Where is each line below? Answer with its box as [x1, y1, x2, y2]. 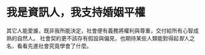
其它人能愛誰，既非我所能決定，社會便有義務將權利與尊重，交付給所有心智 [6, 27, 193, 34]
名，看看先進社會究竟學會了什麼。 [6, 42, 92, 50]
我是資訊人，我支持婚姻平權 [6, 5, 146, 20]
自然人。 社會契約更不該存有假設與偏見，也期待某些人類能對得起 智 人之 [16, 34, 195, 42]
